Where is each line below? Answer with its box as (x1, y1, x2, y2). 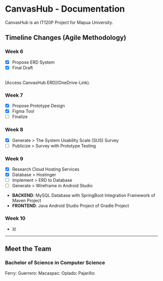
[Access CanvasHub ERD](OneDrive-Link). (5, 79, 91, 86)
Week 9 (5, 155, 23, 162)
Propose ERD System (12, 59, 55, 65)
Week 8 (5, 126, 23, 133)
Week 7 (5, 91, 23, 98)
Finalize (12, 114, 28, 120)
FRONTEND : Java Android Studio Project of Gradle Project (12, 203, 130, 209)
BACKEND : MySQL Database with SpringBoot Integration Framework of (12, 193, 155, 198)
